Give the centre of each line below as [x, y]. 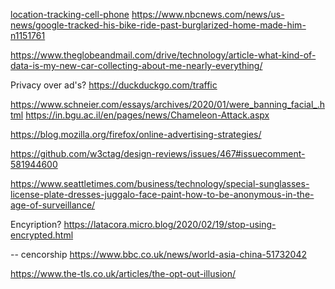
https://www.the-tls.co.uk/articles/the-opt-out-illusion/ [123, 273]
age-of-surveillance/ [53, 205]
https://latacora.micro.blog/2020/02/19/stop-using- [170, 224]
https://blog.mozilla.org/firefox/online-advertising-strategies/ [136, 134]
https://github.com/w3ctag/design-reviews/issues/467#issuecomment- [158, 153]
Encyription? [36, 224]
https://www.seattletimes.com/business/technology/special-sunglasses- [160, 183]
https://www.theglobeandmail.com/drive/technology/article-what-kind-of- [163, 55]
